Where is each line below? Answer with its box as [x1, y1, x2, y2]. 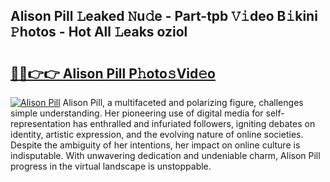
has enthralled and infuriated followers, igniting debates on [72, 118, 316, 129]
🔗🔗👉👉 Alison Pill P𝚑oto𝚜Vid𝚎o [10, 65, 216, 82]
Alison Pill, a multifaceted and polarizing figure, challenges [62, 97, 304, 108]
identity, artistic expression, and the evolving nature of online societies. [10, 129, 304, 140]
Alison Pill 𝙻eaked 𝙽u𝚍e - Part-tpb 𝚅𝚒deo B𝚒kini [10, 8, 318, 25]
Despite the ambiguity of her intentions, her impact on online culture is [10, 139, 301, 151]
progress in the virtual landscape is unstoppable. [10, 160, 212, 172]
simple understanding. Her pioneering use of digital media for [10, 107, 264, 119]
